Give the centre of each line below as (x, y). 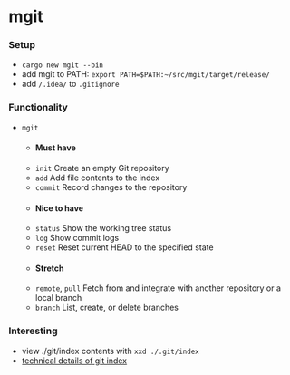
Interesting (33, 331)
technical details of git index (74, 361)
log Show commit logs (77, 238)
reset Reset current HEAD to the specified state (124, 247)
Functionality (39, 108)
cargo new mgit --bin (62, 65)
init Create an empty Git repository (102, 168)
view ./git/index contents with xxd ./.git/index (111, 351)
